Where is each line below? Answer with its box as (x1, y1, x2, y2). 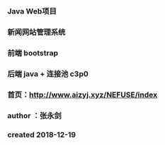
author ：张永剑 (7, 110, 62, 120)
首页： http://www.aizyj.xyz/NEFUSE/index (7, 90, 158, 100)
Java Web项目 (7, 6, 57, 16)
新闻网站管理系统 (7, 27, 66, 37)
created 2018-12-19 (7, 130, 76, 140)
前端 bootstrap (7, 48, 59, 58)
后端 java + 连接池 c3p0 (7, 69, 89, 79)
